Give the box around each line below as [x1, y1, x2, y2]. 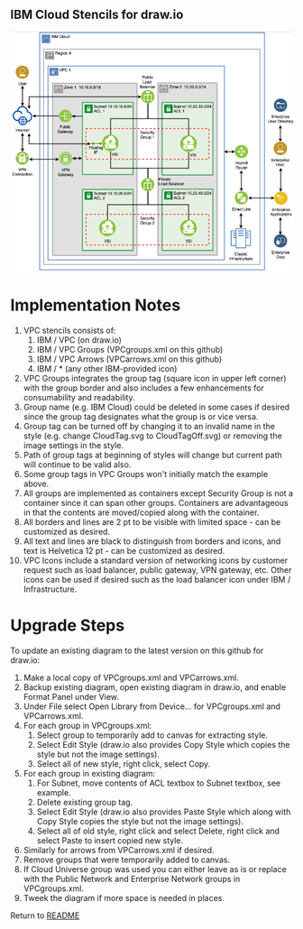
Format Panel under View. [23, 692, 120, 703]
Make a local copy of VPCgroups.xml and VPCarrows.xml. [23, 672, 240, 684]
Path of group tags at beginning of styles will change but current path [23, 450, 282, 461]
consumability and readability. [23, 392, 135, 403]
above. [23, 478, 50, 490]
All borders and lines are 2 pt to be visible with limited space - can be [23, 517, 281, 528]
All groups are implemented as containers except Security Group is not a [23, 488, 294, 499]
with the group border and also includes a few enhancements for [23, 382, 264, 393]
